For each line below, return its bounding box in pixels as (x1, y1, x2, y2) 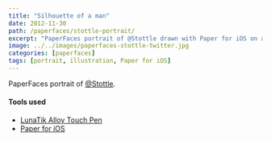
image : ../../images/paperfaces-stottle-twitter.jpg (8, 42, 190, 50)
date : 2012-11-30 (8, 19, 67, 27)
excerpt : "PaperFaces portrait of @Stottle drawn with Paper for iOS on (8, 34, 258, 43)
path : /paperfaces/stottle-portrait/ (8, 27, 135, 35)
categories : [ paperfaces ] (8, 49, 95, 57)
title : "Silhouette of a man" (8, 11, 110, 20)
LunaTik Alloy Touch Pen (19, 115, 102, 125)
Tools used (8, 97, 47, 107)
